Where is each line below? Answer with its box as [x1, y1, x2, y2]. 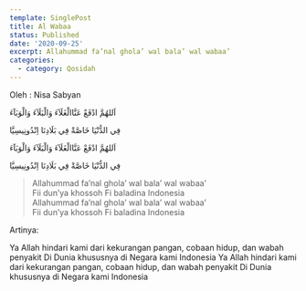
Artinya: [9, 224, 39, 235]
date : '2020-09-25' [9, 38, 84, 48]
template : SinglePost [9, 13, 92, 23]
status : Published [9, 30, 79, 39]
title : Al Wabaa [9, 22, 71, 31]
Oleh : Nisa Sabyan [9, 88, 81, 100]
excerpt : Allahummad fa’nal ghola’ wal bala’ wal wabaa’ [9, 47, 231, 57]
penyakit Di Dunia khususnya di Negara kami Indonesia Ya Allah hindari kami [9, 252, 297, 263]
